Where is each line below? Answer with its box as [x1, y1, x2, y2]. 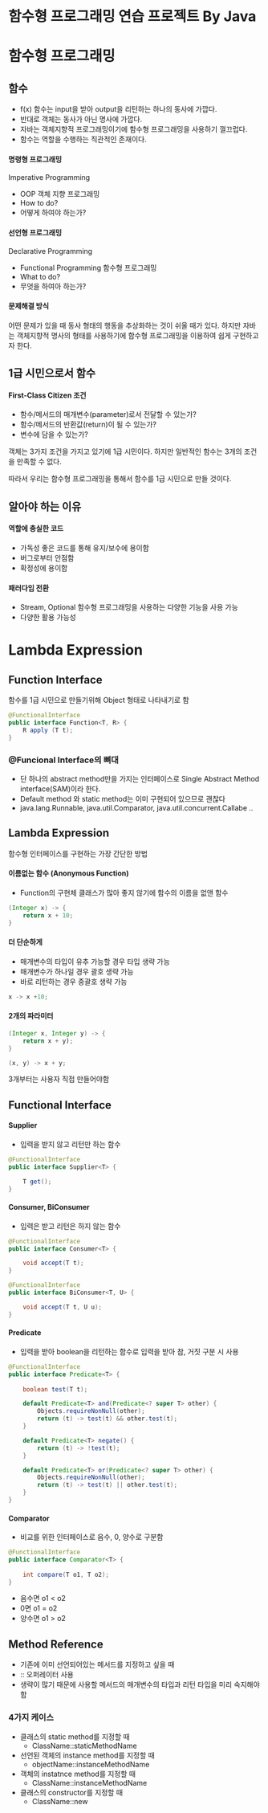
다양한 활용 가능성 [19, 612, 76, 623]
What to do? [19, 272, 61, 281]
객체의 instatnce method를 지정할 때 [19, 1769, 136, 1778]
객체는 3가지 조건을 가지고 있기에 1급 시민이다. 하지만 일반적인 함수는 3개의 [8, 447, 242, 456]
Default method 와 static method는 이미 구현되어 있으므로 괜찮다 [19, 794, 226, 803]
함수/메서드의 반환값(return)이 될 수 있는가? [19, 419, 156, 430]
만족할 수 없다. [16, 457, 63, 467]
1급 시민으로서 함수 [8, 366, 96, 380]
